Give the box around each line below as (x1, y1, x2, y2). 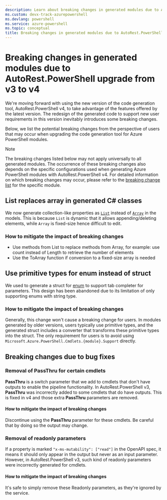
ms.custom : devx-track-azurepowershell (5, 12, 88, 17)
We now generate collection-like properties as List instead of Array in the (5, 210, 157, 216)
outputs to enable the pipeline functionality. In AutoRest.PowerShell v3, (5, 384, 151, 390)
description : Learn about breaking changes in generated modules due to (5, 7, 159, 12)
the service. (5, 490, 30, 496)
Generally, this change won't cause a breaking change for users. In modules (5, 317, 162, 323)
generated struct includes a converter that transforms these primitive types (5, 328, 160, 333)
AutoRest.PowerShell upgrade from (5, 73, 155, 85)
